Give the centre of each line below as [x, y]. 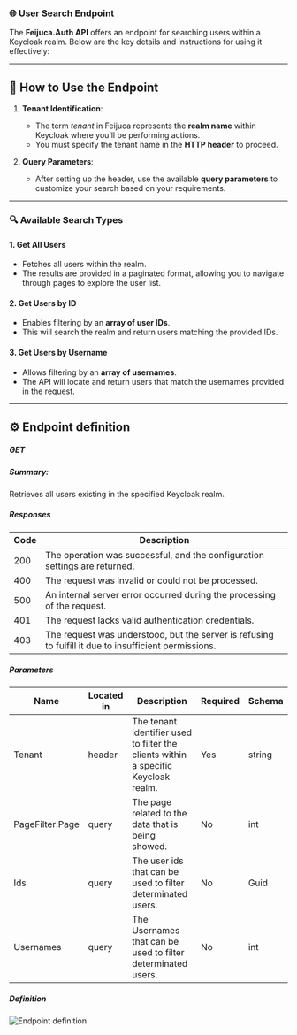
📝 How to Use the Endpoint [84, 87]
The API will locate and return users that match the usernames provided [153, 381]
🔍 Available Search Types [66, 220]
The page [152, 802]
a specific [152, 766]
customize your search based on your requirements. [130, 188]
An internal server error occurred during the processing [160, 595]
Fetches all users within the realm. [84, 264]
